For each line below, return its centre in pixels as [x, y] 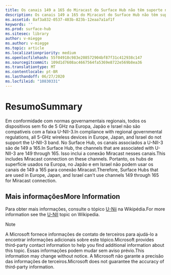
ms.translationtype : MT [31, 67]
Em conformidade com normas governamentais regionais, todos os [76, 121]
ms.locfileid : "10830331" [33, 81]
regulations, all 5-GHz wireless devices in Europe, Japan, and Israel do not [83, 137]
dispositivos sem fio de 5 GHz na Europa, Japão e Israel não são [73, 126]
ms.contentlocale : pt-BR [32, 72]
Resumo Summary [44, 107]
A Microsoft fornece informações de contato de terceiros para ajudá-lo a [81, 234]
